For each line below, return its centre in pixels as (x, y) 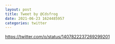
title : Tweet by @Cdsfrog (31, 14)
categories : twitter (26, 23)
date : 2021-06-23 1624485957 (35, 18)
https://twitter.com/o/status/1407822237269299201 (57, 37)
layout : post (18, 9)
